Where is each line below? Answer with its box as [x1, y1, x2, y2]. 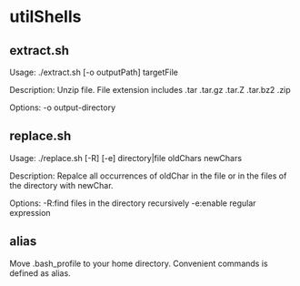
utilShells [9, 6, 82, 27]
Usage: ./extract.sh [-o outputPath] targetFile [9, 66, 179, 77]
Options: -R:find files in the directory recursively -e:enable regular [9, 198, 256, 209]
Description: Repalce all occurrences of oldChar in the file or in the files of [9, 170, 287, 181]
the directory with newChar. [9, 179, 114, 190]
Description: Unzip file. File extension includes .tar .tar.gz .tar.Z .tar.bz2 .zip [9, 85, 291, 95]
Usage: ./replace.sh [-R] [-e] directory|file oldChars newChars [9, 152, 243, 163]
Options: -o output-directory [9, 102, 116, 113]
